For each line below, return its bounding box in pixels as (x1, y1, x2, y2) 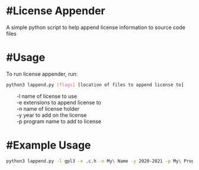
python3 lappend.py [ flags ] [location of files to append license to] (6, 82, 184, 88)
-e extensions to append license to (17, 99, 102, 106)
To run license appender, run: (6, 70, 78, 78)
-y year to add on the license (17, 111, 87, 118)
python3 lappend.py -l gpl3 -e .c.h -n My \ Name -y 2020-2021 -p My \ (6, 158, 182, 164)
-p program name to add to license (17, 117, 102, 125)
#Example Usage (6, 138, 91, 152)
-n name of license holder (17, 105, 80, 112)
